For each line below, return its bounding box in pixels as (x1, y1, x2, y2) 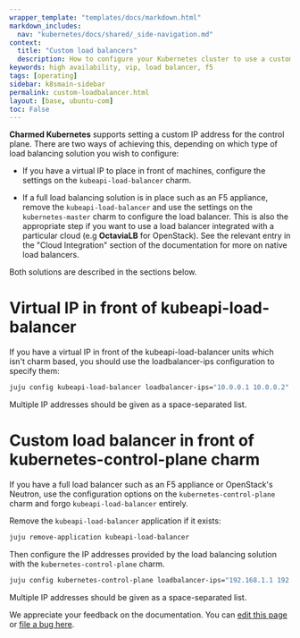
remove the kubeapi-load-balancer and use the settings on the (21, 202, 253, 213)
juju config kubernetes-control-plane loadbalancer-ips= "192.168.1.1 (9, 575, 274, 584)
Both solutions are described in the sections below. (9, 267, 197, 277)
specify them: (9, 366, 60, 377)
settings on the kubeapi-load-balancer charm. (21, 175, 192, 186)
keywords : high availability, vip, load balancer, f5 (9, 64, 214, 72)
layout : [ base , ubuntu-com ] (9, 96, 114, 106)
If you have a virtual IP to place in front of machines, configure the (21, 166, 266, 176)
